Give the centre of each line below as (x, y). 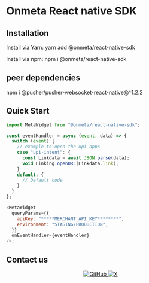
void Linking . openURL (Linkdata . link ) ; (70, 163)
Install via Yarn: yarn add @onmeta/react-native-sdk (71, 47)
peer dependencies (43, 78)
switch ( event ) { (33, 141)
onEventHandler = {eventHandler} (51, 235)
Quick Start (28, 111)
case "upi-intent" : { (44, 153)
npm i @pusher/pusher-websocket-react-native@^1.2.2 (75, 92)
